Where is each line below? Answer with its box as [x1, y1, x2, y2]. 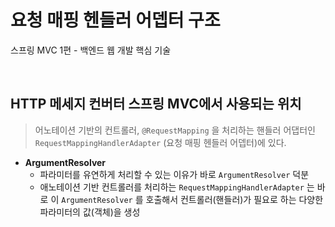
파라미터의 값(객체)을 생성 [39, 206, 141, 218]
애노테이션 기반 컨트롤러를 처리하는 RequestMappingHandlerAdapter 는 [39, 181, 315, 193]
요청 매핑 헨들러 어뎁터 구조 [10, 9, 221, 32]
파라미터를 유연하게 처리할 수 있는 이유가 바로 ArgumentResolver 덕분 [39, 168, 310, 180]
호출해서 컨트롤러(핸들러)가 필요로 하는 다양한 [145, 193, 324, 205]
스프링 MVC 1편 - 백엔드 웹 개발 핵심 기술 [10, 44, 172, 56]
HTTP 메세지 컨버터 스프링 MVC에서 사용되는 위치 [10, 96, 302, 113]
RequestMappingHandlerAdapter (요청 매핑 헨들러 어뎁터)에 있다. [34, 136, 287, 148]
